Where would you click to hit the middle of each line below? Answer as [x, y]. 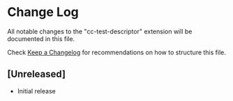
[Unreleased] [37, 74]
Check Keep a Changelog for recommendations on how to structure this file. [117, 52]
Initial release [36, 91]
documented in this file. [41, 38]
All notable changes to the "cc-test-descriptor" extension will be [100, 31]
